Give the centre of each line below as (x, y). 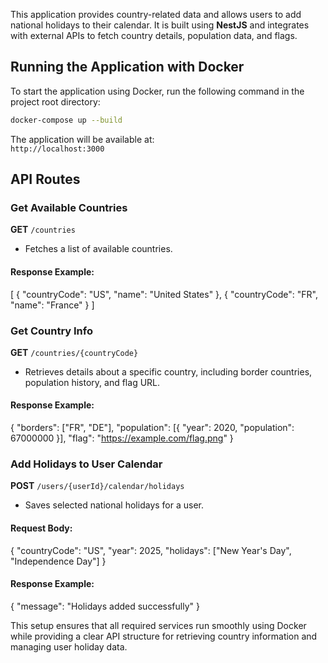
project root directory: (55, 101)
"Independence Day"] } (58, 561)
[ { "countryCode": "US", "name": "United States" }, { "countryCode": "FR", (164, 294)
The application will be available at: (82, 139)
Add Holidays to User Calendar (86, 464)
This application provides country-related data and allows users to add (156, 14)
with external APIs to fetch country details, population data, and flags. (154, 35)
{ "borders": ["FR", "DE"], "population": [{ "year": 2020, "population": (152, 428)
